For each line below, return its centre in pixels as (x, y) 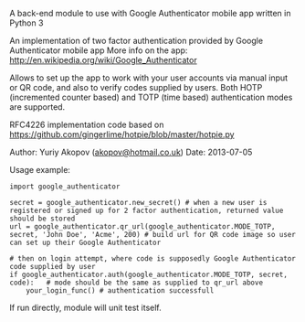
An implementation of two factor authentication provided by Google (136, 41)
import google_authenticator (65, 187)
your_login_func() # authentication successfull (120, 291)
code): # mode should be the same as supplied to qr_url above (136, 283)
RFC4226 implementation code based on (87, 124)
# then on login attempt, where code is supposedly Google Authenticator (153, 259)
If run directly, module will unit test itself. (85, 307)
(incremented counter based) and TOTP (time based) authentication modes (151, 97)
